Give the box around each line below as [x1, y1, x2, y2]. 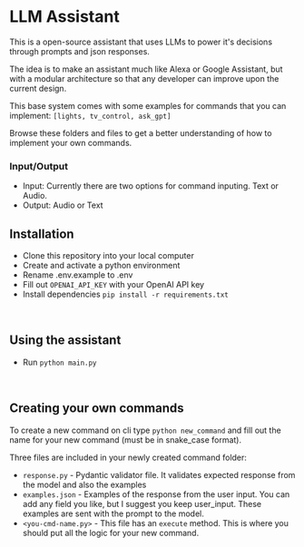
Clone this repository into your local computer [22, 250, 195, 261]
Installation [9, 226, 74, 241]
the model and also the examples [22, 479, 147, 490]
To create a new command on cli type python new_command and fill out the [9, 425, 281, 435]
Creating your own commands [9, 401, 184, 416]
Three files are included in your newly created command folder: [9, 452, 248, 463]
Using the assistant [9, 333, 122, 348]
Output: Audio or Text [22, 200, 103, 210]
